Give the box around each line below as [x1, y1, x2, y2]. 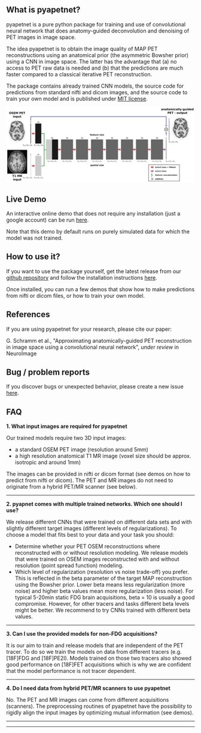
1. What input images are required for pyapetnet [6, 423, 127, 430]
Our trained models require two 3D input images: [6, 435, 127, 442]
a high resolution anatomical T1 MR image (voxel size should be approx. [14, 453, 191, 460]
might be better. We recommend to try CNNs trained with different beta [14, 606, 190, 614]
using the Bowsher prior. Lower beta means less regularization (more [14, 581, 185, 588]
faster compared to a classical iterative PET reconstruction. [6, 70, 153, 77]
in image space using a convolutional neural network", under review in [6, 343, 179, 351]
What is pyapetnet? [6, 5, 81, 15]
